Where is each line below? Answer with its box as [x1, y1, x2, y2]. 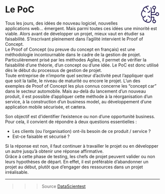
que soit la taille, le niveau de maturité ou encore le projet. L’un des [5, 78, 141, 84]
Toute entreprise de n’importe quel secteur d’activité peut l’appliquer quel [5, 72, 154, 78]
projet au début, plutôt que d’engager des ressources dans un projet [5, 164, 143, 170]
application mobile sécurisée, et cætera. [5, 104, 87, 110]
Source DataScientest [41, 183, 86, 189]
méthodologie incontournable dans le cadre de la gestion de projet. [5, 51, 141, 58]
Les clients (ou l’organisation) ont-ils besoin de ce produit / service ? [12, 128, 151, 134]
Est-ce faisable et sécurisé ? [12, 133, 70, 139]
